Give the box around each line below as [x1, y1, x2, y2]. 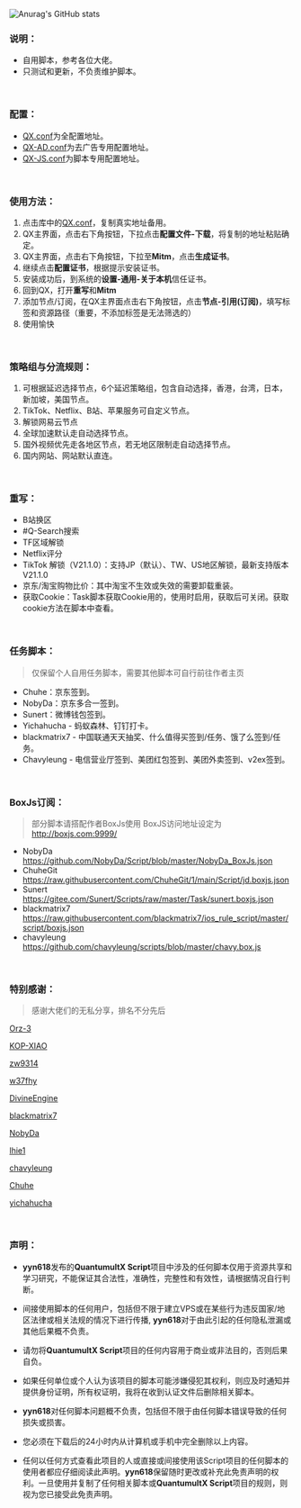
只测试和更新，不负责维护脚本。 [22, 66, 141, 77]
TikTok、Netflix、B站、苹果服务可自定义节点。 [22, 405, 195, 416]
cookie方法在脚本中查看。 [22, 603, 119, 614]
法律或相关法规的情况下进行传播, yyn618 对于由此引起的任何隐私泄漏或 [30, 1314, 292, 1325]
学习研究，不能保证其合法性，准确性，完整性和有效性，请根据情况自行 [22, 1272, 283, 1283]
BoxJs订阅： [9, 796, 65, 808]
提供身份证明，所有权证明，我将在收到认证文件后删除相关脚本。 [22, 1386, 259, 1397]
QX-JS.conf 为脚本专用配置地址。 [22, 153, 145, 164]
